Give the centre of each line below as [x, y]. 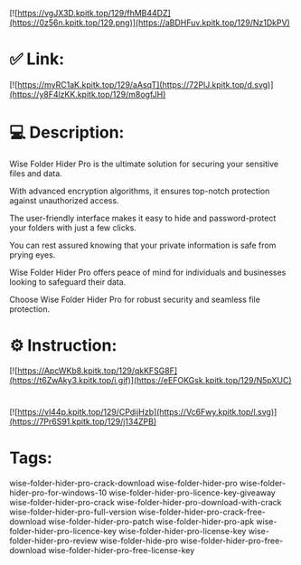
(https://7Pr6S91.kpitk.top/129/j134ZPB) [83, 421]
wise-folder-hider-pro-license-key [183, 531]
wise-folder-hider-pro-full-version [73, 512]
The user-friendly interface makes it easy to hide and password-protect [143, 218]
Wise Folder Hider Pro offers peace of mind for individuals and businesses [148, 272]
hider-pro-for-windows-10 [58, 493]
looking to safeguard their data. [68, 282]
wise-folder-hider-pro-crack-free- [202, 512]
